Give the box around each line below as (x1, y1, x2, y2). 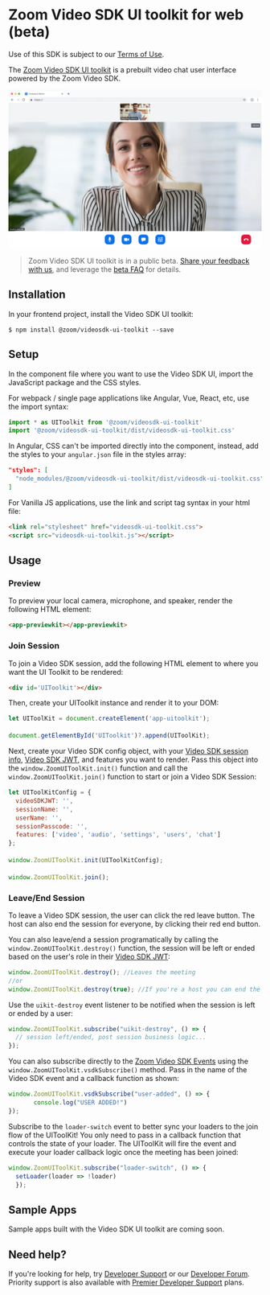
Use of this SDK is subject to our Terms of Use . (8, 49, 165, 59)
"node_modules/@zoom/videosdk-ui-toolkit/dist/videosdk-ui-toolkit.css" (15, 475, 264, 483)
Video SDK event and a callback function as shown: (8, 1074, 179, 1083)
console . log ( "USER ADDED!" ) (33, 1099, 128, 1107)
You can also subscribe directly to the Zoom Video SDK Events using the (8, 1056, 249, 1067)
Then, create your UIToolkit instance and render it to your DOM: (8, 698, 219, 708)
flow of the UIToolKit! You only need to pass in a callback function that (8, 1130, 241, 1140)
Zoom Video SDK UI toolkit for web (8, 6, 244, 24)
